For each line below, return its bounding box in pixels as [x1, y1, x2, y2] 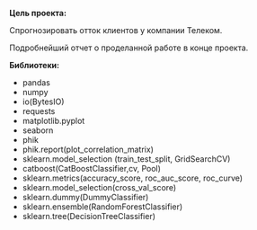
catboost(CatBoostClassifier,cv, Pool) [22, 164, 162, 173]
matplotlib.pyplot [22, 116, 85, 126]
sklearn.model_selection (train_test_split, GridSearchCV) [22, 154, 231, 164]
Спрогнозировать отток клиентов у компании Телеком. [9, 25, 223, 35]
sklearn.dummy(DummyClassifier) [22, 192, 149, 202]
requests [22, 106, 56, 116]
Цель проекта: [9, 8, 67, 18]
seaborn [22, 125, 54, 136]
